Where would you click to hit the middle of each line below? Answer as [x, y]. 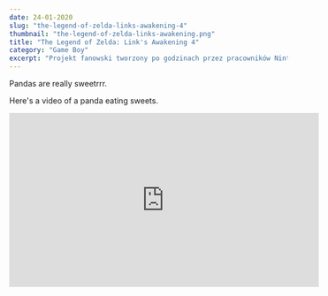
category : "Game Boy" [49, 50]
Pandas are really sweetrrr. [58, 83]
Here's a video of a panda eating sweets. [84, 101]
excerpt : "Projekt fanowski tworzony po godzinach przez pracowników [140, 58]
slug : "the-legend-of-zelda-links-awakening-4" [99, 26]
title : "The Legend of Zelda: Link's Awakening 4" [104, 42]
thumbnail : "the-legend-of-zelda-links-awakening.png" [112, 34]
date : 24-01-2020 [41, 17]
